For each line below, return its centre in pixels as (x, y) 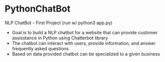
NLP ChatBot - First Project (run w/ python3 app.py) (59, 23)
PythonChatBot (38, 9)
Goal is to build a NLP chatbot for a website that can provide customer (85, 32)
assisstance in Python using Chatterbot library (60, 38)
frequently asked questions (40, 48)
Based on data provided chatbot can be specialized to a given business (86, 54)
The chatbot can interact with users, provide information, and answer (84, 43)
